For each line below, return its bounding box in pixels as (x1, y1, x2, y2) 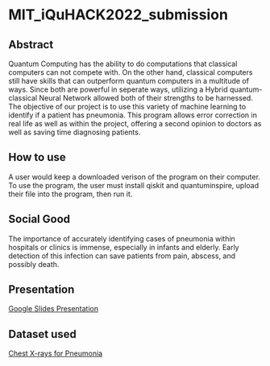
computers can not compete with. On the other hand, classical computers (8, 68, 253, 77)
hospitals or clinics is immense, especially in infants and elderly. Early (8, 242, 239, 252)
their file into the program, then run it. (8, 189, 133, 199)
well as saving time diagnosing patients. (8, 127, 141, 137)
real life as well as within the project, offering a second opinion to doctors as (8, 119, 262, 128)
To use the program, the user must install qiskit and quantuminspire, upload (8, 180, 260, 190)
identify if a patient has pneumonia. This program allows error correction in (8, 110, 258, 120)
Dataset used (8, 327, 77, 341)
